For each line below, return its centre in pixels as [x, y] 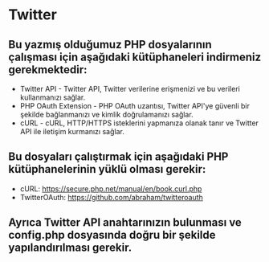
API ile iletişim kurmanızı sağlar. [72, 131]
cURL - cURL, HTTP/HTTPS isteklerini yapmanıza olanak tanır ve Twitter [139, 123]
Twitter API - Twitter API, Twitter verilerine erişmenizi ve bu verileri [130, 89]
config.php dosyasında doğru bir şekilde [112, 235]
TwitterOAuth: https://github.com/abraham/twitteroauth [111, 197]
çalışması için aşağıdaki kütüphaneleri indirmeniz [135, 57]
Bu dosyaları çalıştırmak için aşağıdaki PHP [118, 157]
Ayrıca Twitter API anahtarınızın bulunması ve [125, 223]
